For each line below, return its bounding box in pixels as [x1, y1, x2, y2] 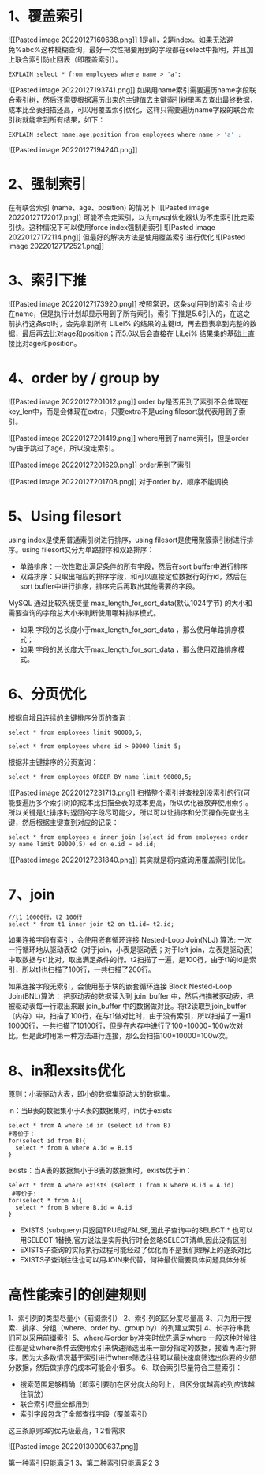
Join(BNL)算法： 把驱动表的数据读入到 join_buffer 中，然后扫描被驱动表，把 [8, 991, 254, 1001]
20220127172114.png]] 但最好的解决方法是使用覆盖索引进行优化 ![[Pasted [8, 232, 246, 242]
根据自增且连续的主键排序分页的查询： [8, 713, 132, 722]
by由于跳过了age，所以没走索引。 [8, 443, 118, 453]
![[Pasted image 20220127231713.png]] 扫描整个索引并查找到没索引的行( [8, 788, 244, 797]
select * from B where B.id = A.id [15, 1204, 132, 1212]
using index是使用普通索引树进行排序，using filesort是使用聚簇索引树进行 [8, 535, 247, 544]
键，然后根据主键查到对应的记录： [8, 817, 119, 826]
